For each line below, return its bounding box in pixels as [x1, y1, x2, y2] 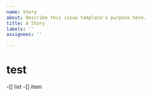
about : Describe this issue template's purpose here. [6, 15, 147, 21]
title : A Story [6, 20, 45, 26]
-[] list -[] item [6, 83, 42, 91]
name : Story [6, 9, 37, 15]
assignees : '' [6, 32, 43, 38]
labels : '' [6, 26, 34, 32]
